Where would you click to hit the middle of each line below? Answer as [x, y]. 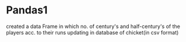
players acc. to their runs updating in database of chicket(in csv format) [92, 32]
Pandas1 [27, 10]
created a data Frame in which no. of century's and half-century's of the [93, 26]
